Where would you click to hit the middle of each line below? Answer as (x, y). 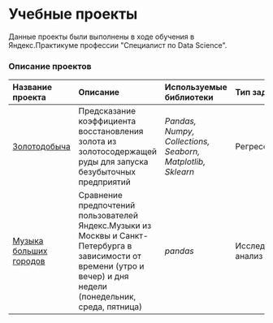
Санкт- (134, 236)
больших (30, 251)
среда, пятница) (110, 307)
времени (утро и (111, 266)
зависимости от (110, 256)
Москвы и (98, 236)
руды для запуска (113, 161)
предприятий (105, 182)
